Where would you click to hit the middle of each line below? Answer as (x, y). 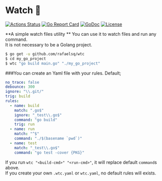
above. (12, 167)
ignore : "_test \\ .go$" (38, 115)
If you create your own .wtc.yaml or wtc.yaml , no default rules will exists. (81, 173)
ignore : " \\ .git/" (24, 92)
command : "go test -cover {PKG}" (49, 153)
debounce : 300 (20, 87)
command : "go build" (36, 120)
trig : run (25, 125)
